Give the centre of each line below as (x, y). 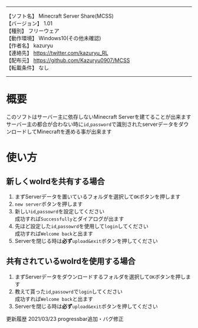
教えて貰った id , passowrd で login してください (68, 291)
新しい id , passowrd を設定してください (60, 211)
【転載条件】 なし (27, 68)
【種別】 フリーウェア (33, 31)
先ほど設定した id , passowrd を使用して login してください (82, 226)
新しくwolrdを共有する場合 (55, 181)
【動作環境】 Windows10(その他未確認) (54, 38)
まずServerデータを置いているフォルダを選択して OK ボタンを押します (98, 196)
